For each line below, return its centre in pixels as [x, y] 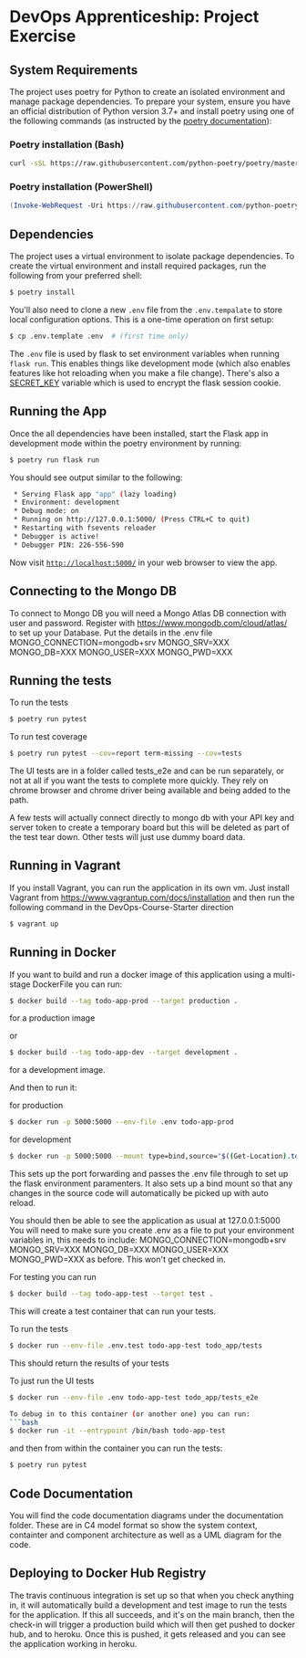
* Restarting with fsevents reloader [85, 528]
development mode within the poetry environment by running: [126, 443]
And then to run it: [43, 1087]
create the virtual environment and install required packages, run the [138, 266]
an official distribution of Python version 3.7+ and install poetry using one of [152, 111]
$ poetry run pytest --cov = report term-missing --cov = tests [126, 754]
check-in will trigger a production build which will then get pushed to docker [153, 1624]
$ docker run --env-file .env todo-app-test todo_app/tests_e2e [134, 1397]
